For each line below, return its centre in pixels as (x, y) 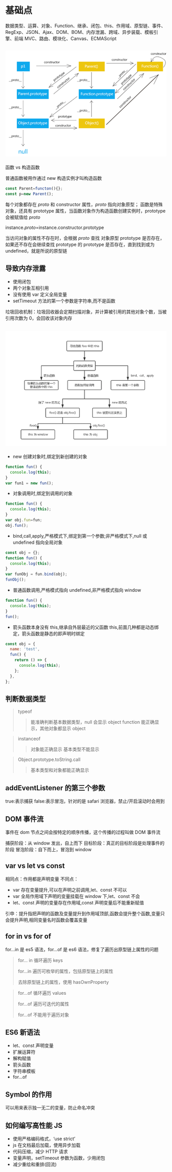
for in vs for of (28, 937)
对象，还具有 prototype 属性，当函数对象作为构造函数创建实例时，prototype (85, 211)
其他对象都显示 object (63, 729)
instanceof (29, 739)
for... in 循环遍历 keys (40, 960)
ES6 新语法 (23, 1032)
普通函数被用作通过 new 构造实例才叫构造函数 (54, 178)
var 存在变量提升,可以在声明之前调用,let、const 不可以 (70, 890)
